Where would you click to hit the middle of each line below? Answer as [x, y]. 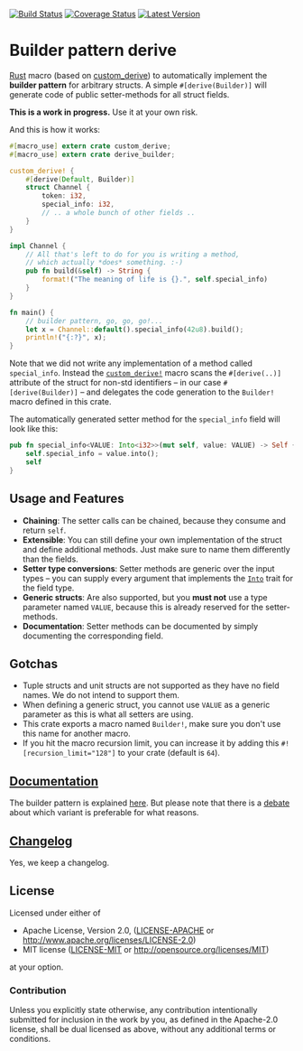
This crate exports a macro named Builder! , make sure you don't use [151, 724]
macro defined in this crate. [60, 402]
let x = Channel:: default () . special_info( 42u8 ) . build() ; [135, 330]
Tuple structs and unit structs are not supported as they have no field [151, 685]
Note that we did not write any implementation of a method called [131, 363]
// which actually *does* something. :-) [104, 263]
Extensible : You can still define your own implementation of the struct [152, 539]
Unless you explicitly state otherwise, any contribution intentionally [133, 1010]
